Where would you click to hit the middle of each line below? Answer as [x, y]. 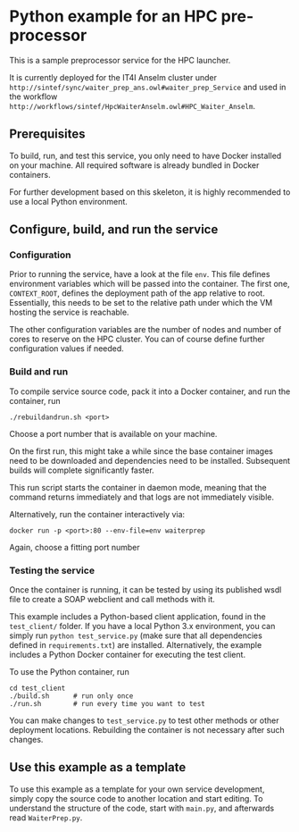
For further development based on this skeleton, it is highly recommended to [150, 192]
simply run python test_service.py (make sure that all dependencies [136, 635]
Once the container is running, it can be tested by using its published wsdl [145, 590]
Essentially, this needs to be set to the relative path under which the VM [141, 303]
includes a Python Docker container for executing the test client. [128, 655]
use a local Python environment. [68, 201]
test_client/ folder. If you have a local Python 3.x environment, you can [142, 626]
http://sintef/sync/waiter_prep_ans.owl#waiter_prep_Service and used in [148, 87]
